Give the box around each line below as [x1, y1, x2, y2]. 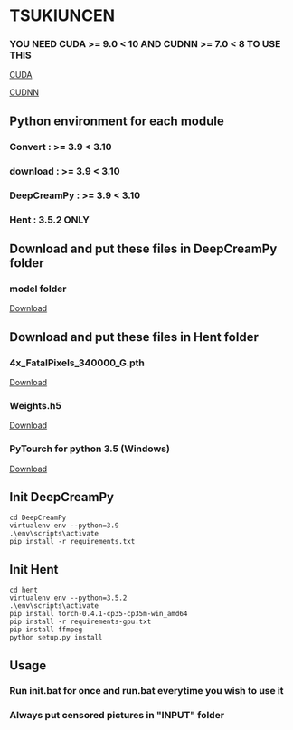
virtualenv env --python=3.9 [9, 521, 119, 530]
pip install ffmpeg [9, 625, 83, 634]
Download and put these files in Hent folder [9, 329, 260, 345]
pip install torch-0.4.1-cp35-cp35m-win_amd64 [9, 610, 188, 619]
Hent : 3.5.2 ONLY [9, 213, 90, 226]
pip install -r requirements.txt [9, 537, 136, 546]
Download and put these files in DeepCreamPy [9, 241, 278, 256]
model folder [9, 282, 67, 295]
